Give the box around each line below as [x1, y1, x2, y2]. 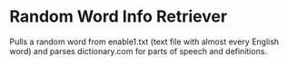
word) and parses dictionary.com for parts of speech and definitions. [9, 45, 268, 56]
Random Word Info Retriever [9, 6, 228, 27]
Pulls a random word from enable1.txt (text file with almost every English [9, 36, 280, 47]
